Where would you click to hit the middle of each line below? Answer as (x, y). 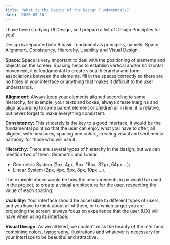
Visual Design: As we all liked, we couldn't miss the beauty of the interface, (85, 226)
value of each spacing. (29, 190)
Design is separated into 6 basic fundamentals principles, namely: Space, (82, 44)
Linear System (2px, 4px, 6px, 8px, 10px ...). (59, 170)
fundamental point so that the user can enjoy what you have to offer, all (80, 128)
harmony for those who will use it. (41, 139)
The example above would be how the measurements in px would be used (83, 179)
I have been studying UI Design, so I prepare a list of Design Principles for (83, 29)
